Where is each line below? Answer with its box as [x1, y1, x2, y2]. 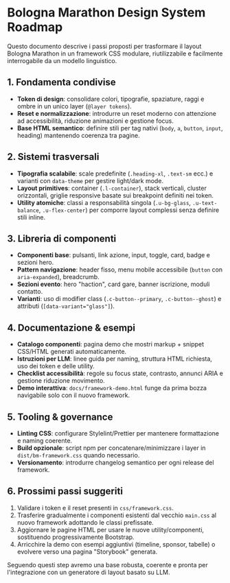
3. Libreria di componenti [7, 233, 117, 244]
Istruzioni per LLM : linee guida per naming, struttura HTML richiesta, [16, 355, 213, 363]
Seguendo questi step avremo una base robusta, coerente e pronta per [7, 560, 208, 569]
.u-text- [192, 200, 218, 206]
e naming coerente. [16, 437, 73, 444]
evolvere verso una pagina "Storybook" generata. [16, 547, 158, 556]
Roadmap [7, 19, 63, 35]
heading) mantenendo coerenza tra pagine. [16, 131, 140, 139]
